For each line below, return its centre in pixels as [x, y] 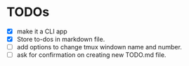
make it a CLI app [42, 31]
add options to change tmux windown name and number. [99, 47]
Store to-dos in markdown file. [61, 39]
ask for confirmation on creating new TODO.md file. [91, 55]
